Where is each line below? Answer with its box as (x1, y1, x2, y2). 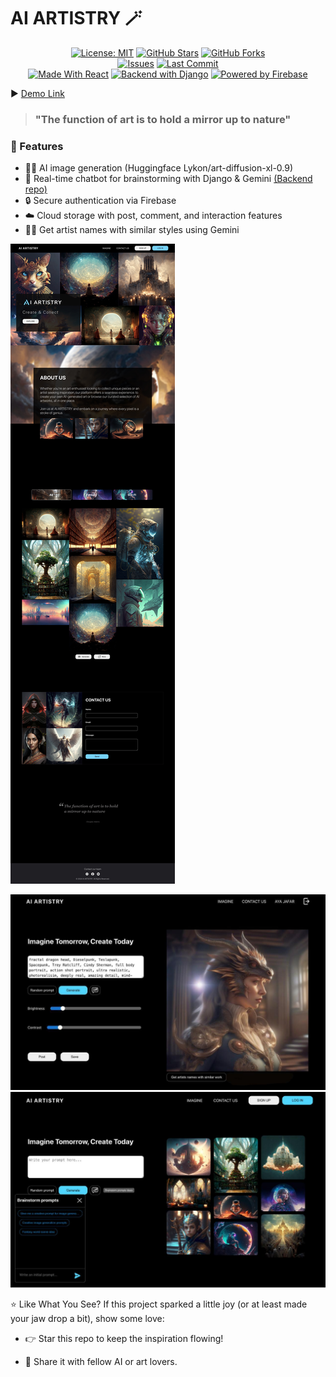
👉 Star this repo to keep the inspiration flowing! (24, 1332, 224, 1344)
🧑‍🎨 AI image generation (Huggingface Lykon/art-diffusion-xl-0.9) (24, 162, 294, 174)
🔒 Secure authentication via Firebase (24, 195, 177, 207)
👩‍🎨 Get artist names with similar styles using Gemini (24, 224, 240, 236)
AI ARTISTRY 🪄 (10, 7, 143, 30)
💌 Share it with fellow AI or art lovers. (24, 1355, 178, 1367)
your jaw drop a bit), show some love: (10, 1312, 165, 1324)
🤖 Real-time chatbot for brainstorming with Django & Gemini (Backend (24, 173, 313, 185)
